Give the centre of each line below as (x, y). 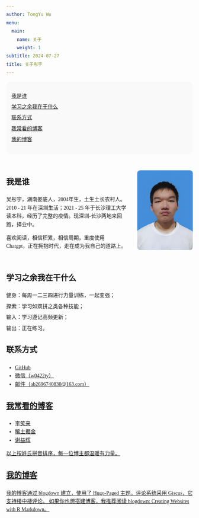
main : (18, 31)
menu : (13, 23)
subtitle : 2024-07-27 (33, 56)
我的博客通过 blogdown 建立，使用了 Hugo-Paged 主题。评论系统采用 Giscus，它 (99, 493)
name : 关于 (29, 39)
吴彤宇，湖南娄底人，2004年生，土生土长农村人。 (66, 199)
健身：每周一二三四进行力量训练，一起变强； (61, 295)
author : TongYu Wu (29, 15)
